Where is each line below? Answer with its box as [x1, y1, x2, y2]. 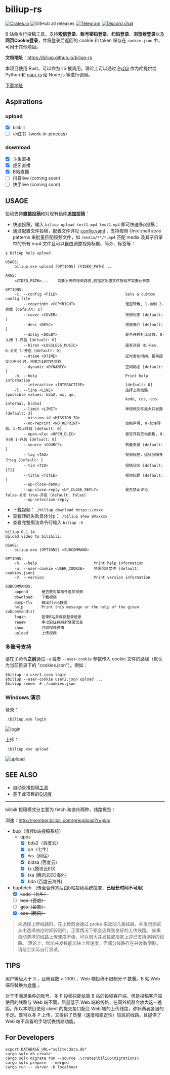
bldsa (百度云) [27, 859, 57, 865]
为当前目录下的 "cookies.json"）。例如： [5, 662, 88, 669]
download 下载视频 [14, 595, 57, 600]
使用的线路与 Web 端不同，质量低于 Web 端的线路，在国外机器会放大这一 [5, 999, 158, 1005]
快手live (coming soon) [12, 182, 61, 188]
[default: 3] [5, 411, 33, 416]
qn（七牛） [27, 846, 52, 853]
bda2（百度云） [27, 840, 61, 846]
